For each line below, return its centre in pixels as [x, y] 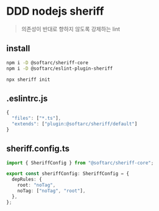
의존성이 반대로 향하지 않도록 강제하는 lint [71, 29]
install [18, 49]
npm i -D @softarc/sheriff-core [47, 62]
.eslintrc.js [27, 98]
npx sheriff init [28, 80]
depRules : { [27, 180]
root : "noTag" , [37, 185]
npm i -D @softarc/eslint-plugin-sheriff [60, 68]
